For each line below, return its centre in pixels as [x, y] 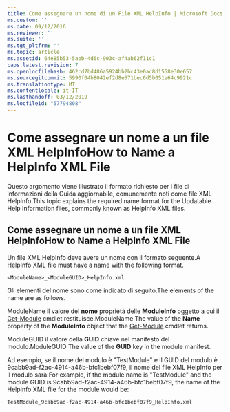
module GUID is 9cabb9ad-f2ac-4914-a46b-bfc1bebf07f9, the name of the [114, 382]
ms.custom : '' [28, 20]
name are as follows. [36, 297]
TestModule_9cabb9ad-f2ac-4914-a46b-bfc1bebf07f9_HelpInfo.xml [100, 402]
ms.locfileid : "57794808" [44, 104]
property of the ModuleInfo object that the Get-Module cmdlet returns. [108, 326]
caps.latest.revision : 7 [43, 65]
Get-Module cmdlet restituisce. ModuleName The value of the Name [104, 318]
